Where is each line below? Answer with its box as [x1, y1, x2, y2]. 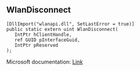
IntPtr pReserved [14, 42, 59, 48]
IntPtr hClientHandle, [14, 32, 72, 38]
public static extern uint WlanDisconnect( [6, 26, 119, 32]
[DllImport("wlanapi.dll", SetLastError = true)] [6, 21, 135, 27]
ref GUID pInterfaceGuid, [14, 36, 80, 43]
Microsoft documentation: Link [6, 58, 83, 66]
